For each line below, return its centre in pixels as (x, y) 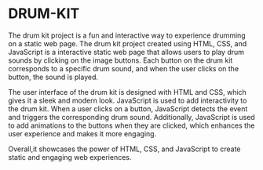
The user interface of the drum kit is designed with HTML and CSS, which (128, 92)
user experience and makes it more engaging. (82, 133)
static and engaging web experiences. (70, 157)
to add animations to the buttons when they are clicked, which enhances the (131, 125)
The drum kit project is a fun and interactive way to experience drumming (127, 35)
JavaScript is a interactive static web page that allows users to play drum (126, 52)
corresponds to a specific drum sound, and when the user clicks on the (124, 68)
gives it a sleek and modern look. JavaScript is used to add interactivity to (128, 100)
